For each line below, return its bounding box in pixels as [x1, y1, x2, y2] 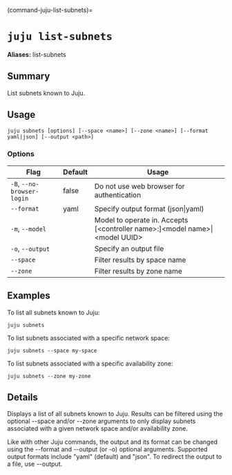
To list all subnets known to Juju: [7, 308, 100, 316]
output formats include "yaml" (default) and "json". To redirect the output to [7, 453, 222, 461]
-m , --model [10, 224, 47, 233]
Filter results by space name [94, 255, 186, 265]
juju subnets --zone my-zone [7, 373, 91, 379]
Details [7, 391, 38, 404]
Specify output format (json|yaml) [94, 204, 204, 213]
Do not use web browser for [94, 181, 185, 191]
